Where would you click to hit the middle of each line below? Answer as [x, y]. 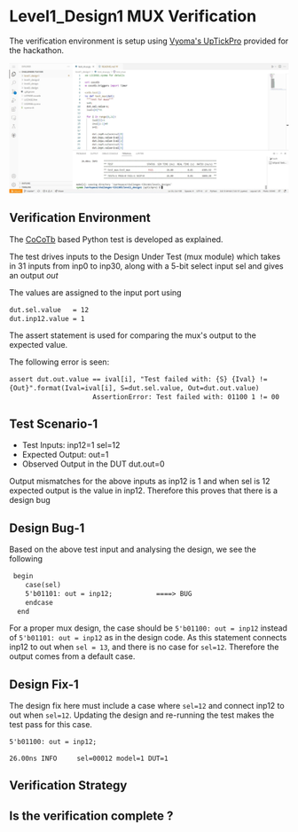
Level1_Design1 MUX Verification [133, 16]
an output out [34, 275]
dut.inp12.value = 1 [47, 318]
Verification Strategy [68, 785]
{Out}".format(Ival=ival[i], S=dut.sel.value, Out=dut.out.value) [134, 388]
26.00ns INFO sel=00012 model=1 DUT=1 [89, 758]
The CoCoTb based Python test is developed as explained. [116, 239]
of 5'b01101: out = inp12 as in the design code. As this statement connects [148, 638]
